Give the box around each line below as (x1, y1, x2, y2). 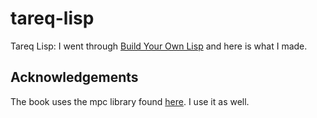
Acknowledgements (10, 69, 139, 86)
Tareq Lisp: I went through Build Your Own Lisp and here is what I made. (10, 40, 308, 52)
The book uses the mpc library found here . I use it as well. (10, 95, 250, 107)
